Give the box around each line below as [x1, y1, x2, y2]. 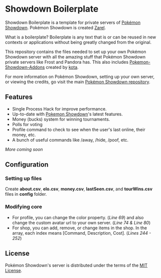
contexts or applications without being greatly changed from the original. [5, 39, 152, 45]
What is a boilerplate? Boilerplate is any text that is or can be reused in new [5, 34, 156, 40]
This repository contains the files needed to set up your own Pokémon [5, 49, 146, 55]
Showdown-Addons [5, 64, 45, 70]
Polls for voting [12, 121, 43, 127]
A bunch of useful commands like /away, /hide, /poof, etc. [12, 137, 129, 143]
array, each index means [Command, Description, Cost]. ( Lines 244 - [12, 230, 151, 236]
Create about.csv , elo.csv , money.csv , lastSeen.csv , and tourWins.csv [5, 186, 153, 192]
